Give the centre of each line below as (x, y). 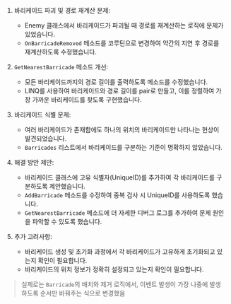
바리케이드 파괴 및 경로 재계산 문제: (62, 10)
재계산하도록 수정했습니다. (61, 52)
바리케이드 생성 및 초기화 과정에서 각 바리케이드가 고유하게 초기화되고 (120, 252)
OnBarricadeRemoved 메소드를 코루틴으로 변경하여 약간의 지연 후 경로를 (122, 43)
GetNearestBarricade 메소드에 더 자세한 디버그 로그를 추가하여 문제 (118, 213)
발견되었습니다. (46, 139)
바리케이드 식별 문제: (42, 115)
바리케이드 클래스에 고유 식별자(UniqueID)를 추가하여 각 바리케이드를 (120, 177)
